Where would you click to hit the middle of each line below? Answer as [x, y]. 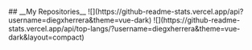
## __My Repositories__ [48, 11]
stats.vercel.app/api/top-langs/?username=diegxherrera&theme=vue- [124, 29]
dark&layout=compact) [46, 37]
